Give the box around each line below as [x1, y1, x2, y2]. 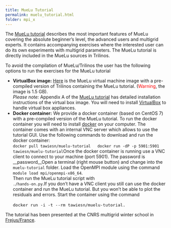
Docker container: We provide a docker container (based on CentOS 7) [12, 110, 163, 116]
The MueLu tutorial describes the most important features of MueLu [5, 31, 149, 37]
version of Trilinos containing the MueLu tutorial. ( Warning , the [33, 83, 165, 89]
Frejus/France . [5, 217, 36, 223]
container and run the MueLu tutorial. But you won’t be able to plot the [12, 186, 161, 192]
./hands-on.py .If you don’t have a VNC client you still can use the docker [12, 181, 166, 187]
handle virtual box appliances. [12, 105, 76, 111]
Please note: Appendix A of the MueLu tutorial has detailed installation [12, 94, 161, 100]
